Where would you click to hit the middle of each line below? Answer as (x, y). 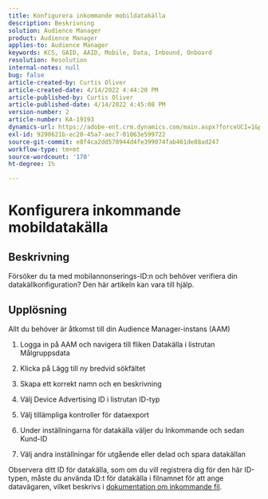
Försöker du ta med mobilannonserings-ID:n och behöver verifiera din (123, 276)
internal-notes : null (44, 68)
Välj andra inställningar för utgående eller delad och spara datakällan (132, 454)
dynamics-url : (32, 127)
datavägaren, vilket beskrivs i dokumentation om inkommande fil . (115, 486)
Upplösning (38, 309)
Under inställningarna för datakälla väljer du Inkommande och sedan (132, 430)
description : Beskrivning (51, 23)
